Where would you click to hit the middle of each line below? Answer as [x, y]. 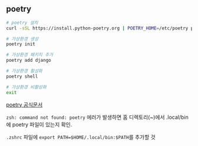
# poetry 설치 [22, 22]
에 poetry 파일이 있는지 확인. [39, 124]
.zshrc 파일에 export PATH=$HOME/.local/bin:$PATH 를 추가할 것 [81, 137]
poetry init [21, 44]
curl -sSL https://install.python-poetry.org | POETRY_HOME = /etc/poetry [97, 28]
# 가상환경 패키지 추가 [30, 55]
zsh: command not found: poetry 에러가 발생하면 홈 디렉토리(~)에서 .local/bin [97, 117]
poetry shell [22, 76]
